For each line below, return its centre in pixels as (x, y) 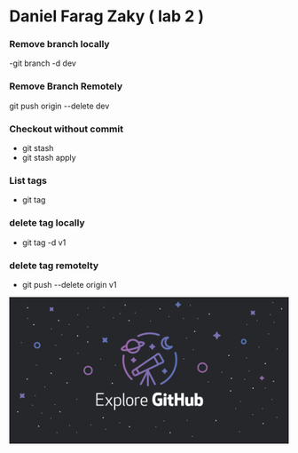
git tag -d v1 (44, 242)
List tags (28, 181)
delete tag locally (47, 223)
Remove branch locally (59, 44)
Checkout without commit (67, 129)
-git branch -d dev (43, 63)
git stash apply (49, 158)
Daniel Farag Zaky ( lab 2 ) (107, 16)
